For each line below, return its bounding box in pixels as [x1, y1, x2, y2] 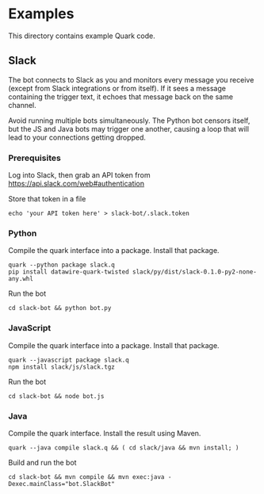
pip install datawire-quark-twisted [8, 268, 129, 276]
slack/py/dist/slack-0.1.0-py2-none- [132, 268, 258, 276]
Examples [8, 5, 75, 23]
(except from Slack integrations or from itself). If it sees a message [8, 83, 226, 93]
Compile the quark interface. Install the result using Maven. [8, 428, 201, 438]
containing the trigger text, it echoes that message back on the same [8, 92, 234, 101]
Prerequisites [8, 152, 61, 163]
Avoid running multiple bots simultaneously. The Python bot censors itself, [8, 116, 251, 125]
